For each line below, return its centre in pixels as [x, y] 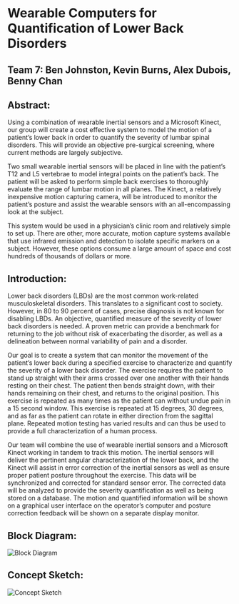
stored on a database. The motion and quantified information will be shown [118, 498]
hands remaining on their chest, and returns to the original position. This [113, 393]
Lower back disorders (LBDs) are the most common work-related [103, 296]
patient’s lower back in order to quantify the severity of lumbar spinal [108, 138]
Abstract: [29, 105]
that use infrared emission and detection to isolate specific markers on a [113, 241]
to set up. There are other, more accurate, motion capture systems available [119, 233]
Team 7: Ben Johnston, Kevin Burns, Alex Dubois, [119, 70]
